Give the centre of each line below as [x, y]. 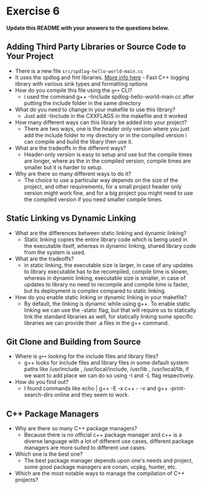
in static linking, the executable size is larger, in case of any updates [109, 265]
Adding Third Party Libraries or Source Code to [96, 47]
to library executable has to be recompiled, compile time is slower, [106, 271]
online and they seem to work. [92, 395]
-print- [177, 389]
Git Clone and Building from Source [74, 342]
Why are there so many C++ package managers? [76, 429]
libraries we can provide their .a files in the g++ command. [96, 323]
